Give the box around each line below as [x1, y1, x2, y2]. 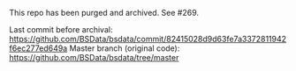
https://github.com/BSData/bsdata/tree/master [9, 53, 179, 62]
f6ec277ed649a [9, 43, 68, 53]
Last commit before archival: [9, 25, 113, 34]
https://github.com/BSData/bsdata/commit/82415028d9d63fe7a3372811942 [9, 34, 287, 44]
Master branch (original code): [69, 43, 180, 53]
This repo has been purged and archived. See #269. [9, 8, 200, 18]
